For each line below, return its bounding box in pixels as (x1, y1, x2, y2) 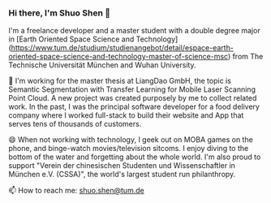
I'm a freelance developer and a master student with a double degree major (8, 26, 261, 36)
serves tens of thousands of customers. (8, 119, 142, 129)
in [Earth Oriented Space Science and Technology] (8, 34, 179, 44)
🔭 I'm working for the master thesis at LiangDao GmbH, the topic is (8, 76, 231, 86)
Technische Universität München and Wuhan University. (8, 60, 196, 70)
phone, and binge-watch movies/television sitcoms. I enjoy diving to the (8, 144, 249, 153)
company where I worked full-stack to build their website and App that (8, 110, 244, 120)
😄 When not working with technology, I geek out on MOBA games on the (8, 135, 253, 145)
